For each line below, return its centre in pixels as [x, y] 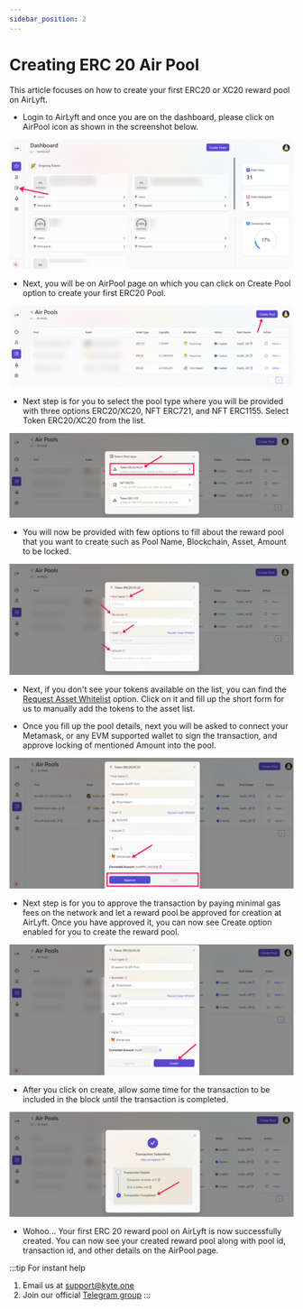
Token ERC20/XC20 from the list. [84, 420]
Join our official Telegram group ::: [87, 1295]
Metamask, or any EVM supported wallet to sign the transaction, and [150, 735]
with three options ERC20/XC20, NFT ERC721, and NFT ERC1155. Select [156, 411]
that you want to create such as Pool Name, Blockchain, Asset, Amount [154, 542]
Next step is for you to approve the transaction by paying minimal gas [151, 903]
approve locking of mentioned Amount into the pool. [119, 745]
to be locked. [47, 551]
